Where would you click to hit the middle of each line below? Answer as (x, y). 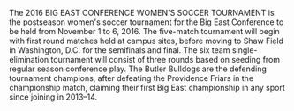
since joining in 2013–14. (53, 97)
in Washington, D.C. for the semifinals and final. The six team (120, 50)
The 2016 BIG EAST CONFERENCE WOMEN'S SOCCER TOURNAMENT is (142, 13)
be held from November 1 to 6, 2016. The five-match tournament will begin (144, 31)
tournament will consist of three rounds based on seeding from (166, 59)
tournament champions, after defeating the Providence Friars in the (132, 78)
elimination (29, 59)
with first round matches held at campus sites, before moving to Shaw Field (147, 41)
